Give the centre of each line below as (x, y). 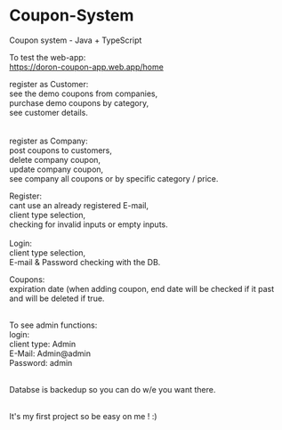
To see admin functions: (53, 325)
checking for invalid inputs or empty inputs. (89, 224)
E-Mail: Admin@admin (50, 353)
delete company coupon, (55, 159)
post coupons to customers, (61, 150)
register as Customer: (49, 84)
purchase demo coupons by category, (79, 102)
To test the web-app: (48, 57)
